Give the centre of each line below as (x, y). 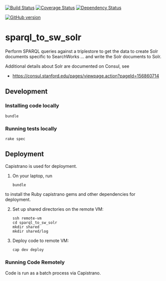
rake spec (15, 139)
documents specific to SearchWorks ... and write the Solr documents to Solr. (83, 56)
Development (27, 91)
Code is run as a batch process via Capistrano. (53, 273)
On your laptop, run (32, 176)
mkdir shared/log (30, 231)
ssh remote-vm (27, 218)
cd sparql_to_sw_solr (35, 222)
